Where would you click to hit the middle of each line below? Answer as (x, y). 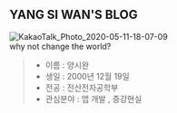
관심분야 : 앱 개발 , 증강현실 (93, 99)
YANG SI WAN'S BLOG (74, 15)
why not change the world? (60, 46)
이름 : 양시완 (67, 65)
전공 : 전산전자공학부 (82, 87)
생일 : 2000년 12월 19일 (87, 76)
